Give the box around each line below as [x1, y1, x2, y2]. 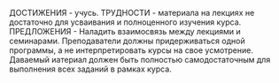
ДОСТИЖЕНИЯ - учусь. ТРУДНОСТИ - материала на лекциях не [9, 8, 255, 18]
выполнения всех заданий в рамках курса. [9, 64, 173, 74]
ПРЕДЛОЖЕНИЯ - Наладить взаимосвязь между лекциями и [9, 26, 241, 36]
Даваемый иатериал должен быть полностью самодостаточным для [9, 55, 271, 64]
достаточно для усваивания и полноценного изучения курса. [9, 17, 242, 27]
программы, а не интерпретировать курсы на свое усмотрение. [9, 45, 254, 56]
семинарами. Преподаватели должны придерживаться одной [9, 35, 245, 46]
